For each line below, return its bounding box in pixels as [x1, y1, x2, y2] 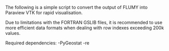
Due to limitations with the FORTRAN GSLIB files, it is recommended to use [5, 20, 162, 25]
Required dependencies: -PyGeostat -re [5, 40, 89, 46]
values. [5, 30, 20, 36]
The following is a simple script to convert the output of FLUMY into [5, 5, 148, 10]
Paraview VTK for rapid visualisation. [5, 10, 83, 16]
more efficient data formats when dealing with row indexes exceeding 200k [5, 25, 164, 31]
